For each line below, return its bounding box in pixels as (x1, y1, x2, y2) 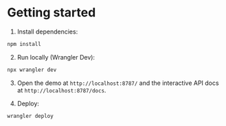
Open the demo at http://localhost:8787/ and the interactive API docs (16, 79, 219, 87)
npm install (7, 40, 41, 47)
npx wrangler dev (7, 66, 57, 73)
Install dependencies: (16, 27, 78, 36)
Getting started (7, 5, 96, 21)
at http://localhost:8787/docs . (16, 86, 106, 94)
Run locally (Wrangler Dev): (16, 53, 95, 61)
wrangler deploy (7, 112, 54, 119)
